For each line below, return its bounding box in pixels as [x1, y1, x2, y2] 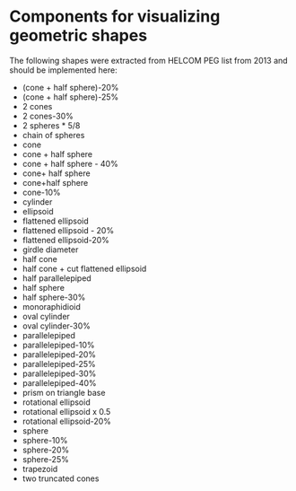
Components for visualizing [9, 6, 221, 27]
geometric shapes [9, 25, 148, 46]
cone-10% [22, 187, 61, 197]
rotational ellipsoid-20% [22, 416, 112, 426]
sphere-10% [22, 434, 69, 445]
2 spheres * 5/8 [22, 119, 81, 131]
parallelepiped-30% [22, 368, 97, 379]
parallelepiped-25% [22, 358, 96, 369]
